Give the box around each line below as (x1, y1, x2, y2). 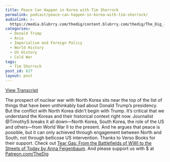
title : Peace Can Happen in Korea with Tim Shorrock (5, 7, 119, 13)
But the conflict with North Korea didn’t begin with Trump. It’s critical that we (5, 107, 164, 114)
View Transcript (5, 87, 38, 93)
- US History (10, 50, 37, 55)
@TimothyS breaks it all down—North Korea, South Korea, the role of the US (5, 118, 164, 125)
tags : (5, 59, 17, 64)
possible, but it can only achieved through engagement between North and (5, 129, 162, 135)
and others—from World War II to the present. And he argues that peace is (5, 124, 160, 130)
